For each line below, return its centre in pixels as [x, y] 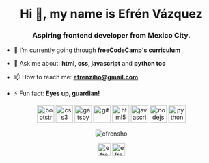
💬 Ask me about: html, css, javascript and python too [89, 64]
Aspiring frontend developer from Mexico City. [111, 36]
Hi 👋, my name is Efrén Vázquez [111, 14]
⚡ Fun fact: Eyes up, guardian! [57, 93]
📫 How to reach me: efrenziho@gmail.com [76, 77]
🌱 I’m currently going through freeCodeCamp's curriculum [97, 50]
